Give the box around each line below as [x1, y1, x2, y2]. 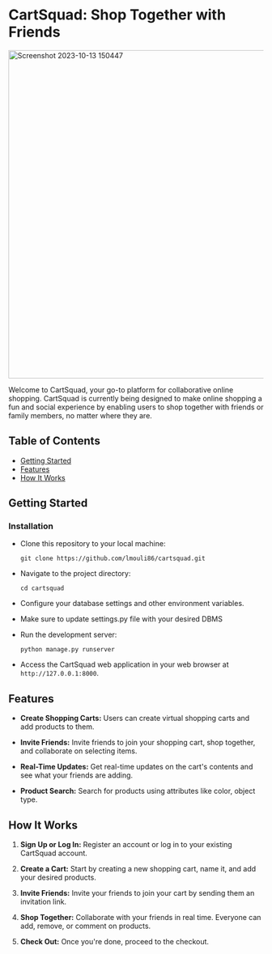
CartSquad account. [19, 848, 87, 859]
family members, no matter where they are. [8, 410, 152, 420]
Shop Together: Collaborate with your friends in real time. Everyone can [19, 913, 261, 922]
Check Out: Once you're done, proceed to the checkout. [19, 937, 209, 947]
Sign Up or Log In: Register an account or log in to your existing [19, 840, 232, 850]
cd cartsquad [19, 584, 65, 592]
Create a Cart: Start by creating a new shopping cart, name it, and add [19, 864, 257, 874]
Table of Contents [8, 435, 101, 448]
